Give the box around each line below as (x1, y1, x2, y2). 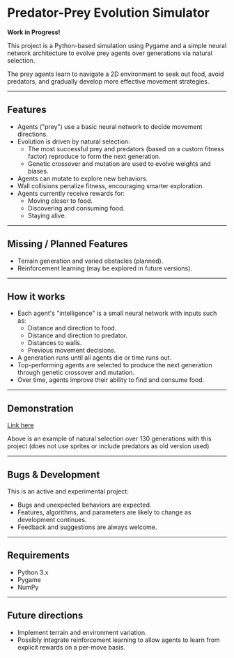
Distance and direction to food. (27, 324, 117, 332)
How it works (7, 291, 65, 303)
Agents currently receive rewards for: (17, 189, 125, 197)
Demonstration (7, 402, 75, 414)
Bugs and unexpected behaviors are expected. (17, 500, 152, 509)
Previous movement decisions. (27, 346, 116, 355)
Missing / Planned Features (7, 238, 128, 250)
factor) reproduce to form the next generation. (27, 152, 161, 160)
